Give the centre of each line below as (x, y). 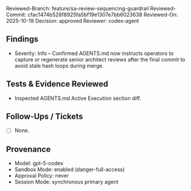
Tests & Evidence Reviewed (57, 84)
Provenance (29, 149)
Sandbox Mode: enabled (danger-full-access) (70, 169)
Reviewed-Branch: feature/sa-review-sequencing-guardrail (77, 8)
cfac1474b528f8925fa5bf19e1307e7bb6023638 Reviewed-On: (103, 15)
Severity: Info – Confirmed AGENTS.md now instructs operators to (94, 53)
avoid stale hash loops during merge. (59, 65)
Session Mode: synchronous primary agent (66, 182)
